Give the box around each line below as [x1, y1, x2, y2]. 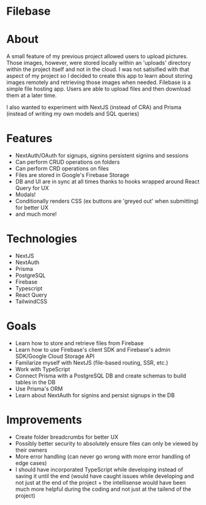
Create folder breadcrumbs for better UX [15, 433, 118, 441]
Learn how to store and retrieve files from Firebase [15, 339, 144, 347]
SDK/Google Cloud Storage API [15, 352, 95, 360]
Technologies [6, 232, 78, 246]
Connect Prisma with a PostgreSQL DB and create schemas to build [15, 372, 186, 379]
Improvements [6, 413, 82, 427]
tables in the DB [15, 378, 56, 385]
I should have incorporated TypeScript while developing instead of [15, 466, 183, 473]
